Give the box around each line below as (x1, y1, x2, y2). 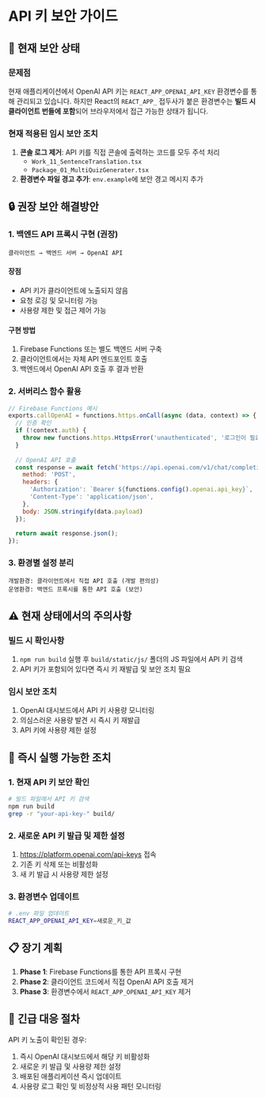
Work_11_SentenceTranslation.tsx (31, 158, 142, 166)
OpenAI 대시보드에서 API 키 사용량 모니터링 (19, 706, 155, 715)
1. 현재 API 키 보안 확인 (8, 776, 90, 787)
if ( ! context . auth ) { (15, 427, 87, 434)
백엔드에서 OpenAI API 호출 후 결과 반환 (19, 364, 144, 373)
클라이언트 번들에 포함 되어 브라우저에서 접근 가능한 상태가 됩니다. (8, 106, 208, 116)
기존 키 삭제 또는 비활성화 (19, 859, 99, 869)
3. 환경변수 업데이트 (8, 891, 80, 902)
